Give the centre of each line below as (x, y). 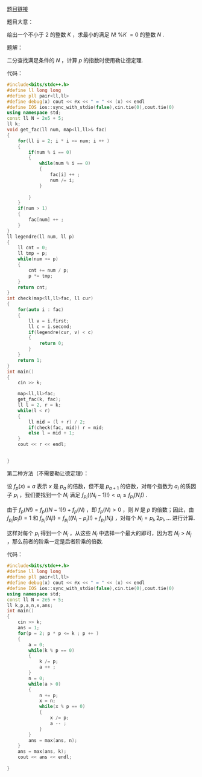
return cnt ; (33, 287)
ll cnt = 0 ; (33, 248)
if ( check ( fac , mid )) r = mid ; (66, 428)
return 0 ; (51, 344)
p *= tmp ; (41, 276)
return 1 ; (30, 360)
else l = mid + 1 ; (52, 433)
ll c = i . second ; (50, 326)
